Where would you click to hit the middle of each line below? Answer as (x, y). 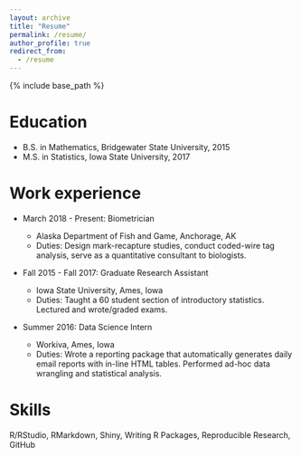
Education (48, 122)
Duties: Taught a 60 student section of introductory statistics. (150, 300)
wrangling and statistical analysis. (99, 373)
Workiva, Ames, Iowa (75, 344)
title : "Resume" (40, 26)
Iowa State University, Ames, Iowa (99, 290)
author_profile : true (50, 43)
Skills (30, 410)
